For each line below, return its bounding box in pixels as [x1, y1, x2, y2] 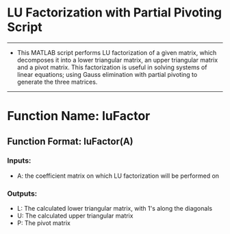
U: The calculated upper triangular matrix [16, 211, 133, 220]
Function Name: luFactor [7, 108, 151, 124]
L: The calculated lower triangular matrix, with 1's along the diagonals [16, 204, 213, 213]
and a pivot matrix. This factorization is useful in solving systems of [16, 63, 207, 71]
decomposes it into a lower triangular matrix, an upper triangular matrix [16, 56, 218, 64]
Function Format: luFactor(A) [7, 135, 133, 147]
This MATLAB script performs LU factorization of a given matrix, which [16, 48, 217, 56]
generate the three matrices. [16, 78, 98, 86]
